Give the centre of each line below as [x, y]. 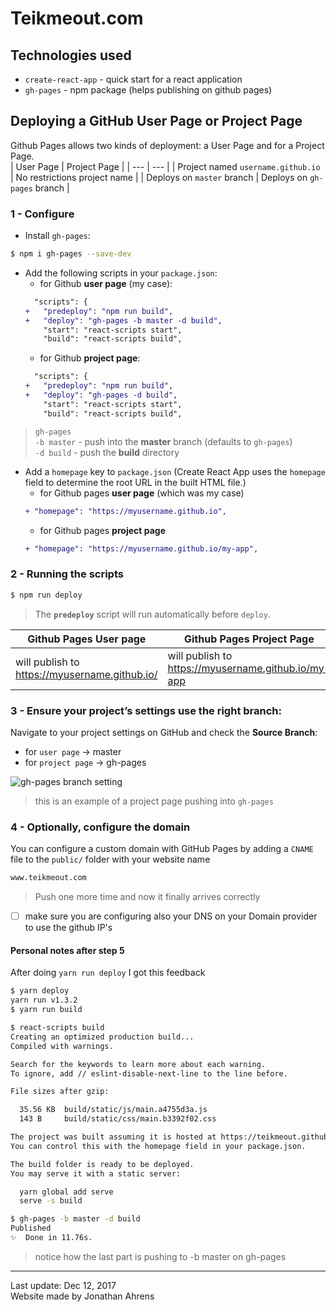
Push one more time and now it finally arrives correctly [147, 897]
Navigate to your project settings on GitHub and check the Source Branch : [164, 732]
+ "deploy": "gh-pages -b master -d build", [123, 320]
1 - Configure [42, 214]
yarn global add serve [66, 1192]
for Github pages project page [102, 530]
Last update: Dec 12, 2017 [63, 1285]
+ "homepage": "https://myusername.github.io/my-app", [141, 548]
